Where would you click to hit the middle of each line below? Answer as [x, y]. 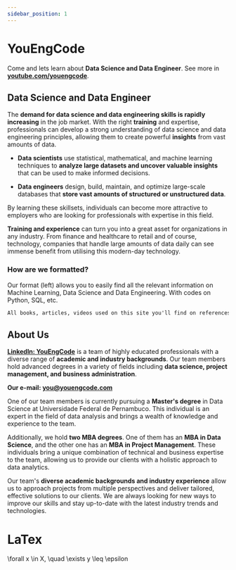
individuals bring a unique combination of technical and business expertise [116, 452]
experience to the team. [42, 424]
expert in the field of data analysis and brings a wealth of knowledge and [113, 417]
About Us [28, 335]
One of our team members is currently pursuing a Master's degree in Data [115, 401]
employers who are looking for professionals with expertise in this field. [111, 215]
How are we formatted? [48, 270]
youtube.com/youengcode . [48, 75]
